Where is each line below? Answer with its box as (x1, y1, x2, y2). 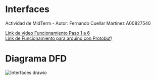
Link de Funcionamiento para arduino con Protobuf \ (5, 35, 113, 41)
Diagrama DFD (5, 53, 67, 64)
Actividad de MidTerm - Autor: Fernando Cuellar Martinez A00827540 (5, 20, 151, 26)
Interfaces (5, 4, 49, 15)
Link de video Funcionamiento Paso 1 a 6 (5, 30, 90, 36)
